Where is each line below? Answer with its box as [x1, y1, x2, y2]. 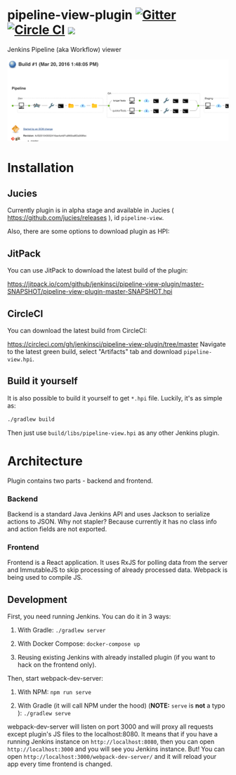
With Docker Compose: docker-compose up [17, 639, 140, 648]
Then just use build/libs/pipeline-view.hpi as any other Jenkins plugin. [7, 429, 220, 437]
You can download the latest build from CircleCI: [7, 327, 147, 335]
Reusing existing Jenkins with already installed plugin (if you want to [17, 653, 216, 662]
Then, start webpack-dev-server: [7, 675, 103, 683]
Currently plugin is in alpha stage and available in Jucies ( [7, 206, 174, 214]
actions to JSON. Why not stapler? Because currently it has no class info [7, 517, 217, 526]
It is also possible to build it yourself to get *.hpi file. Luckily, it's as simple [7, 393, 223, 402]
